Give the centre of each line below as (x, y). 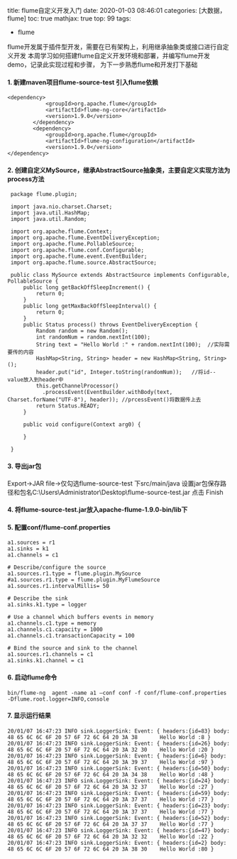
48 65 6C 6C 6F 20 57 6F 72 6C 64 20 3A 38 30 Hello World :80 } (111, 849)
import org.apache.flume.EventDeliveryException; (85, 238)
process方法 (26, 179)
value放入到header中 (35, 380)
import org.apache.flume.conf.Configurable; (77, 251)
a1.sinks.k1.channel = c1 (45, 661)
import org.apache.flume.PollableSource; (72, 244)
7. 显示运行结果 (29, 716)
